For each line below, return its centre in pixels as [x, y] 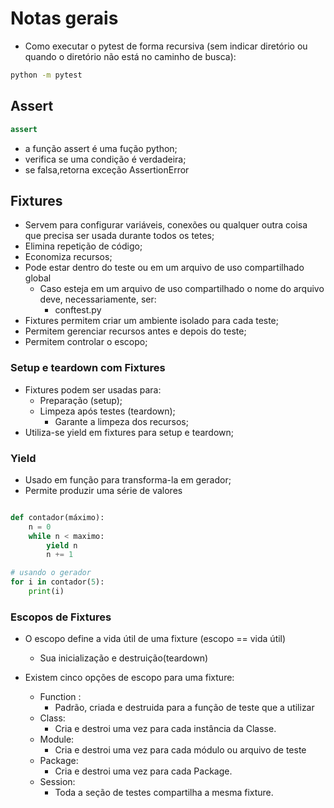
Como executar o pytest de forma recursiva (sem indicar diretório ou [166, 46]
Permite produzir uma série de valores [103, 490]
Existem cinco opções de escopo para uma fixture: [129, 678]
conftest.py [78, 310]
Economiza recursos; [68, 257]
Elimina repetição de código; [83, 246]
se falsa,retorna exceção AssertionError [107, 169]
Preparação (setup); [81, 400]
